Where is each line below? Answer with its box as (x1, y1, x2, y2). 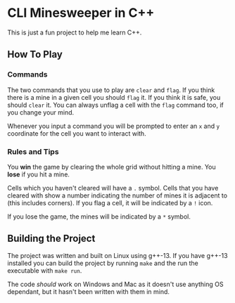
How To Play (7, 49, 63, 60)
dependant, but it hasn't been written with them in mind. (7, 287, 170, 296)
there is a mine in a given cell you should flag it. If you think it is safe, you (7, 93, 221, 101)
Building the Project (7, 233, 96, 245)
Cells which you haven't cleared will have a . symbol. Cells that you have (7, 183, 219, 192)
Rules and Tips (7, 146, 59, 156)
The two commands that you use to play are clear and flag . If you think (7, 86, 215, 94)
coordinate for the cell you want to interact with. (7, 129, 146, 138)
